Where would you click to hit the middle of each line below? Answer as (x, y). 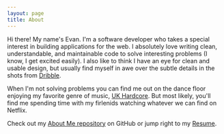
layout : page (26, 13)
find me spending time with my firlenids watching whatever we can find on (112, 103)
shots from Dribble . (34, 75)
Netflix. (17, 110)
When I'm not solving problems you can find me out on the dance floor (107, 88)
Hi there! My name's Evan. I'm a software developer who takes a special (109, 39)
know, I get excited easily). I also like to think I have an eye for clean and (109, 61)
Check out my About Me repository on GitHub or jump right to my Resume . (112, 123)
